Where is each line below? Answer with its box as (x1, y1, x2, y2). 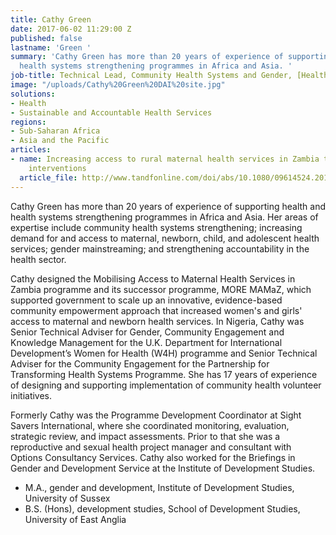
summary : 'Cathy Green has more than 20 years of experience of (10, 52, 284, 62)
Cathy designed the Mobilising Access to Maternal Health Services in (10, 272, 296, 285)
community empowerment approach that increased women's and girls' (10, 304, 303, 316)
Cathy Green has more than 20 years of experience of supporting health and (10, 200, 326, 212)
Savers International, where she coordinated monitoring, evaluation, (10, 419, 290, 431)
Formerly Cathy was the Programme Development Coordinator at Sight (10, 409, 302, 421)
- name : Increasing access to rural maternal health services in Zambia (10, 154, 320, 164)
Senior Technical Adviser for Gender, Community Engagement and (10, 326, 285, 338)
